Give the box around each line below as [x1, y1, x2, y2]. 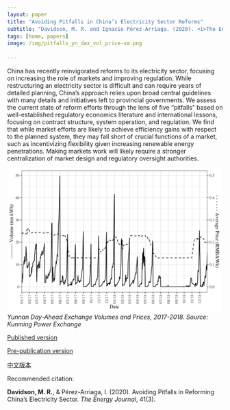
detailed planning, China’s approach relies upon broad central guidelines [7, 89, 212, 97]
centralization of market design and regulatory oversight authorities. [7, 154, 199, 162]
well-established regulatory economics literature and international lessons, [7, 110, 218, 119]
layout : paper [7, 11, 48, 18]
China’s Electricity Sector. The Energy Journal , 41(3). [7, 395, 156, 403]
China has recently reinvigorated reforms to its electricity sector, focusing [7, 67, 215, 75]
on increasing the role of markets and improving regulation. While [7, 74, 192, 82]
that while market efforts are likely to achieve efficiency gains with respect [7, 125, 217, 133]
